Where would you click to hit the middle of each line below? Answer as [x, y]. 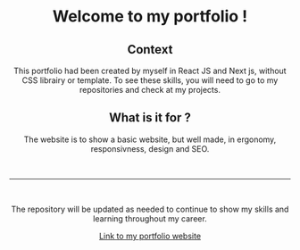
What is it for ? [150, 118]
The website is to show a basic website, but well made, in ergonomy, [150, 139]
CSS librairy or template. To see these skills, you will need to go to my [150, 80]
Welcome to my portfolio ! [150, 17]
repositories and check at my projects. [150, 90]
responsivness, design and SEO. [150, 148]
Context [150, 50]
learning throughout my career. [150, 218]
